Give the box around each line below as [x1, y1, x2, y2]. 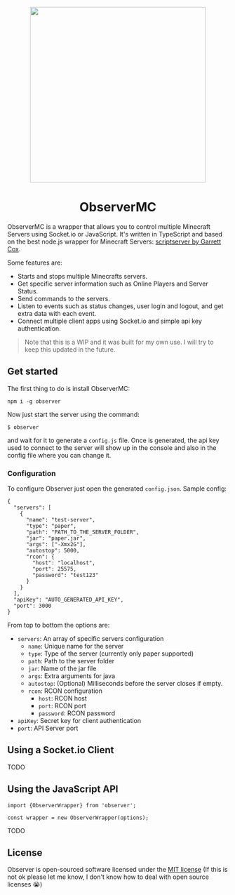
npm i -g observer [7, 397, 61, 405]
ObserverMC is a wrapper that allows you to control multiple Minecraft [7, 222, 210, 231]
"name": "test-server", [25, 517, 96, 524]
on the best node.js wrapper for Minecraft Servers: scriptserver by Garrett [7, 237, 222, 246]
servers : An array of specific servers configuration [17, 635, 164, 643]
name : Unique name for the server [27, 642, 124, 651]
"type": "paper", [25, 523, 77, 530]
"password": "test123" [32, 572, 99, 579]
